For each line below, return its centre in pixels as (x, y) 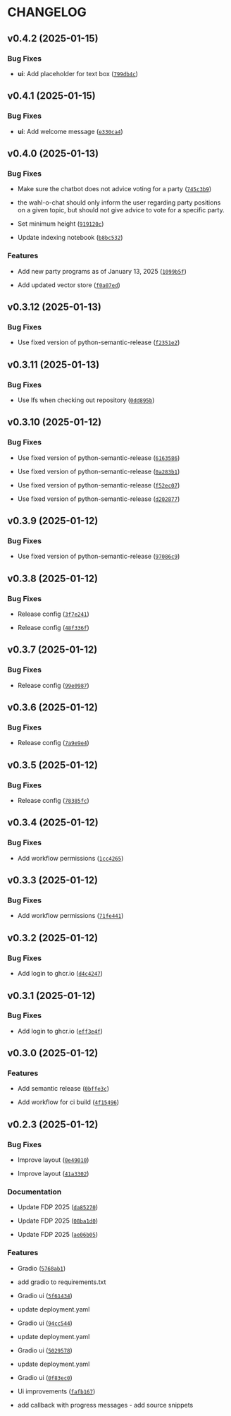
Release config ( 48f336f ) (53, 627)
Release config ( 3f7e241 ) (53, 614)
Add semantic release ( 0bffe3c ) (63, 1089)
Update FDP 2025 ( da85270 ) (58, 1207)
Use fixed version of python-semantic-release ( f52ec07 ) (99, 485)
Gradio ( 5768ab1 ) (42, 1268)
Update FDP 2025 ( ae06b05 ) (58, 1235)
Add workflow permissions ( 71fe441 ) (70, 916)
